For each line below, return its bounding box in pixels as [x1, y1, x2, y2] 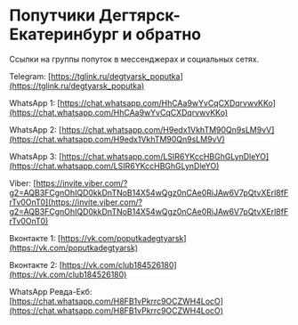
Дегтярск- [99, 5, 181, 26]
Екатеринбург [9, 24, 119, 45]
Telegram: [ [9, 70, 52, 81]
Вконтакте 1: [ [9, 232, 61, 243]
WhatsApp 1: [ [9, 97, 60, 108]
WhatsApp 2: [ [9, 124, 62, 134]
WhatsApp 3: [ [9, 150, 62, 161]
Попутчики [9, 5, 96, 26]
